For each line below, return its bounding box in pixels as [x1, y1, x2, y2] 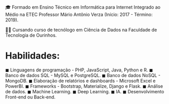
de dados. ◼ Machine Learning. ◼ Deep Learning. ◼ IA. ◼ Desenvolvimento [5, 88, 164, 94]
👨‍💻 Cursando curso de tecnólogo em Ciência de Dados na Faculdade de [5, 27, 157, 33]
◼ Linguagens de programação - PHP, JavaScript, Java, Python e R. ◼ [5, 67, 153, 73]
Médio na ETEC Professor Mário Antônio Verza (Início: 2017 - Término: [5, 12, 153, 17]
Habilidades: [5, 50, 60, 62]
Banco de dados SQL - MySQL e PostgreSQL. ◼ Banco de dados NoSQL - [5, 72, 161, 78]
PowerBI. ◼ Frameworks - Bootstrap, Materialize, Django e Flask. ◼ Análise [5, 83, 163, 89]
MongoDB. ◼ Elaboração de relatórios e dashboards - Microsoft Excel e [5, 77, 156, 84]
